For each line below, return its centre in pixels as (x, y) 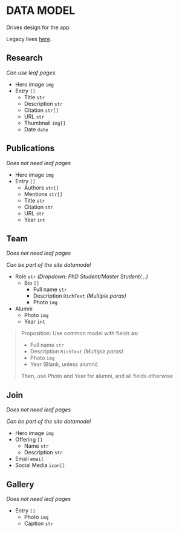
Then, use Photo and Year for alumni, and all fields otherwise (97, 376)
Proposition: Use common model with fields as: (80, 333)
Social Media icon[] (40, 465)
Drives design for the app (38, 27)
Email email (29, 459)
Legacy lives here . (29, 39)
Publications (31, 149)
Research (25, 58)
